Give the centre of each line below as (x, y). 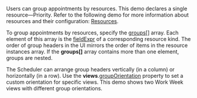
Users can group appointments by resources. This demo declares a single (97, 9)
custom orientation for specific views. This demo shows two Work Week (95, 82)
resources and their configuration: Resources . (62, 21)
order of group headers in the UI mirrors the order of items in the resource (97, 45)
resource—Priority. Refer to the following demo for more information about (98, 15)
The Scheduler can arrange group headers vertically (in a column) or (90, 69)
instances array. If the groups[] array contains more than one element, (93, 52)
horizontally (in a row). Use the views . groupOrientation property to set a (95, 76)
